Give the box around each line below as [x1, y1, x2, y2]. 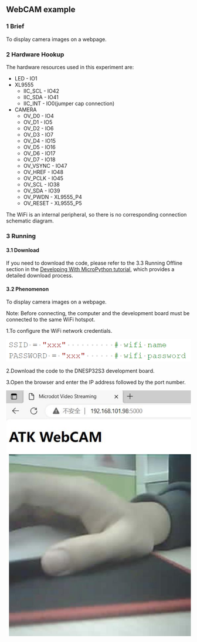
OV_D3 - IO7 [23, 131, 54, 138]
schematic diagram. [6, 217, 54, 224]
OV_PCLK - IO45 [23, 174, 63, 181]
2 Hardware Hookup [6, 50, 64, 58]
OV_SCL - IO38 [23, 181, 60, 188]
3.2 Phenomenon [6, 285, 49, 292]
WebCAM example [6, 5, 76, 15]
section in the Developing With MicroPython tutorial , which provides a [6, 266, 175, 273]
